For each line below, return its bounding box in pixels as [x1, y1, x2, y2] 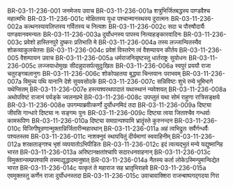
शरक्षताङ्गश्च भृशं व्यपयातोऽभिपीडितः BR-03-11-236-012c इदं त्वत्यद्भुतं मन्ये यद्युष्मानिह [22, 140, 223, 148]
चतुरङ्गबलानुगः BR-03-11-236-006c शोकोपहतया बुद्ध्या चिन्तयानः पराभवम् [7, 70, 181, 77]
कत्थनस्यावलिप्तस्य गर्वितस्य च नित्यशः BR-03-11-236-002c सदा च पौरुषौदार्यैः [24, 22, 206, 31]
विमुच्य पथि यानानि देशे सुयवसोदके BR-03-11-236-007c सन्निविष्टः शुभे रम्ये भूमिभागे [23, 77, 213, 85]
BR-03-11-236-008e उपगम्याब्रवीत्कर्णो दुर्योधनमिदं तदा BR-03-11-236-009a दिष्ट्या [7, 101, 211, 109]
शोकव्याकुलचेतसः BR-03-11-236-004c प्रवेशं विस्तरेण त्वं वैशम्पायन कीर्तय [7, 46, 178, 54]
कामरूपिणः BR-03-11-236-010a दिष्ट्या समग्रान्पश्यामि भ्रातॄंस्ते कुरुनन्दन [7, 117, 173, 125]
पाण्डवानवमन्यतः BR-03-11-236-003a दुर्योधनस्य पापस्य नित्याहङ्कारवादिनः [7, 30, 182, 38]
